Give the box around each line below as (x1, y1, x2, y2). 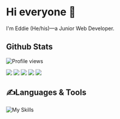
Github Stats (6, 42, 53, 52)
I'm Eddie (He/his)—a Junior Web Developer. (6, 25, 115, 32)
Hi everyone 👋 (6, 5, 76, 19)
